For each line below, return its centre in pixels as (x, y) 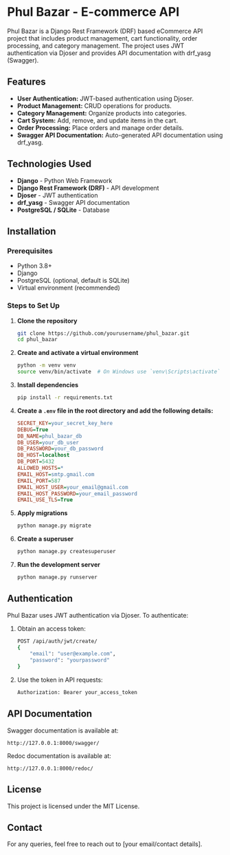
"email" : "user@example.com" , (73, 654)
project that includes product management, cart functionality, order (102, 38)
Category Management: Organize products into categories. (102, 113)
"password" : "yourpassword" (70, 660)
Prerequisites (30, 250)
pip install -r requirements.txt (65, 398)
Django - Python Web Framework (65, 180)
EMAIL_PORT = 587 (39, 481)
